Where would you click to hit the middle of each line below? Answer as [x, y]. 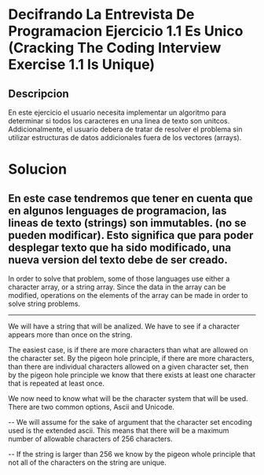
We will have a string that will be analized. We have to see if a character [124, 326]
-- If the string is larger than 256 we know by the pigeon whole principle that [132, 454]
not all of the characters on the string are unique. [87, 462]
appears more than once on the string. [70, 335]
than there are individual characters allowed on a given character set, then [128, 366]
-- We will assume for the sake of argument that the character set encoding [130, 422]
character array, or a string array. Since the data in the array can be [117, 287]
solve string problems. [44, 304]
